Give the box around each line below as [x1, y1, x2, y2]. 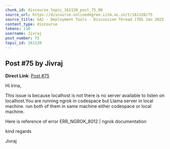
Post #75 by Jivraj [5, 59, 63, 68]
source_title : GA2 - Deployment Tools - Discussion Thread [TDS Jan [5, 17, 153, 22]
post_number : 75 [5, 36, 39, 41]
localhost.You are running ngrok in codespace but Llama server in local [5, 97, 153, 104]
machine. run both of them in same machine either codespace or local [5, 103, 152, 109]
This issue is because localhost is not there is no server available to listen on [5, 92, 165, 98]
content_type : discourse [5, 21, 58, 27]
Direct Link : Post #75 [5, 72, 50, 79]
